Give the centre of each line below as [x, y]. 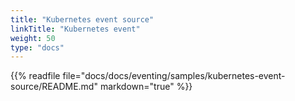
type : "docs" [37, 47]
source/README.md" [54, 87]
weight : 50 [33, 38]
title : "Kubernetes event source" [82, 19]
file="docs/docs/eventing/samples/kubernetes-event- [174, 76]
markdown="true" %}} [146, 87]
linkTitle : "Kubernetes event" [75, 29]
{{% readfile [35, 76]
